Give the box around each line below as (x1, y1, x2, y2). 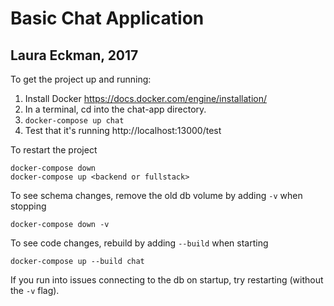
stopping (10, 200, 47, 212)
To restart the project (10, 144, 98, 156)
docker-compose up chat (24, 116, 125, 126)
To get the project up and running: (10, 73, 152, 85)
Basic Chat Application (10, 7, 205, 30)
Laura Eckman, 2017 (10, 47, 139, 64)
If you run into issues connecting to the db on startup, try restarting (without (10, 274, 324, 286)
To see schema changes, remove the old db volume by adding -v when (10, 190, 303, 201)
